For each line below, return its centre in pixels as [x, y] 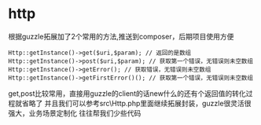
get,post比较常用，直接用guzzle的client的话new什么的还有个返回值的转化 [127, 93]
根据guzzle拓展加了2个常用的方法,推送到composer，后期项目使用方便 [121, 36]
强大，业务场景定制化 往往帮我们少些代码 [75, 113]
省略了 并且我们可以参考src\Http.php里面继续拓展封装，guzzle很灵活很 [136, 103]
